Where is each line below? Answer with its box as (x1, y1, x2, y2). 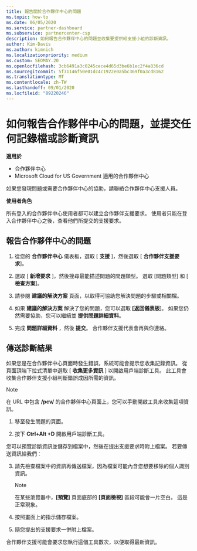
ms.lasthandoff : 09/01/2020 (6, 85, 75, 91)
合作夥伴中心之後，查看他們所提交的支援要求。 (11, 217, 124, 224)
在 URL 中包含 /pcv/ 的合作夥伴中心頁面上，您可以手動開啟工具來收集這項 (6, 398, 184, 405)
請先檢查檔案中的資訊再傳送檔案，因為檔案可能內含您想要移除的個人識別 (14, 462, 189, 470)
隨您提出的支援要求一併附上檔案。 (14, 526, 97, 533)
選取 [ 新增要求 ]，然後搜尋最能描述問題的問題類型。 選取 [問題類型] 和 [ (14, 272, 189, 279)
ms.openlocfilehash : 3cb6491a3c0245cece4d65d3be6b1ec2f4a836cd (6, 63, 164, 69)
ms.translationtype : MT (6, 74, 64, 80)
